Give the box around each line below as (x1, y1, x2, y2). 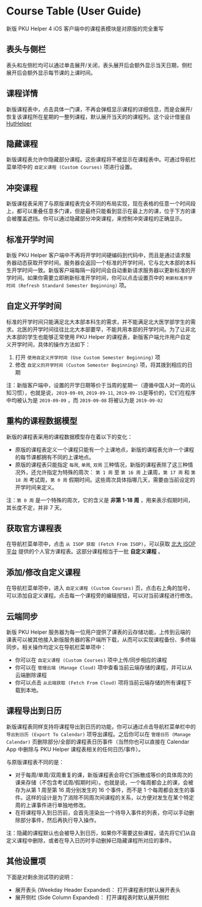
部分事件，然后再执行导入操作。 (20, 816, 100, 824)
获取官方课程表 (6, 523, 62, 534)
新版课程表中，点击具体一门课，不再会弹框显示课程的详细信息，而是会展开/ (6, 106, 193, 113)
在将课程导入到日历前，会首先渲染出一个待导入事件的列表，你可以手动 (14, 809, 189, 816)
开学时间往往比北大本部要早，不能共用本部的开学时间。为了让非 (32, 326, 191, 333)
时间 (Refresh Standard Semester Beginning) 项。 (6, 282, 130, 289)
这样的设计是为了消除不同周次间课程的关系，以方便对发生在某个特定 (25, 794, 194, 801)
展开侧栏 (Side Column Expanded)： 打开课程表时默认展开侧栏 (14, 894, 170, 901)
